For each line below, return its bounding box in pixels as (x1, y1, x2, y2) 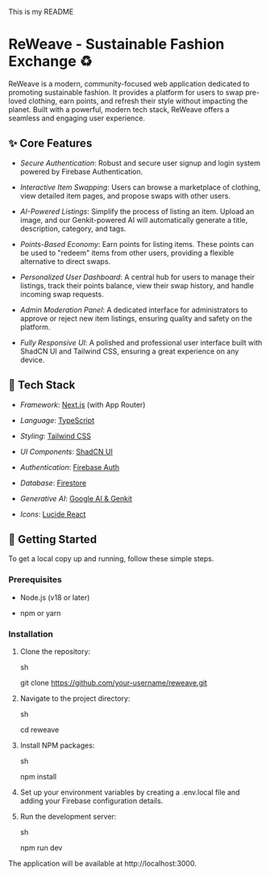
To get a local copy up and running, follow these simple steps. (8, 554, 214, 564)
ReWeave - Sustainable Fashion (8, 36, 225, 53)
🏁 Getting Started (8, 532, 98, 546)
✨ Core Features (8, 136, 93, 150)
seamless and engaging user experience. (8, 113, 146, 123)
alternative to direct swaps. (19, 256, 111, 266)
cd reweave (19, 724, 60, 734)
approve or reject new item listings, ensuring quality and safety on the (19, 313, 252, 323)
